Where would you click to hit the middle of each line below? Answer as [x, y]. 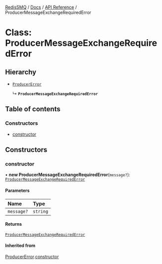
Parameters [17, 190]
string [41, 211]
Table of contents [33, 109]
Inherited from [20, 246]
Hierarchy [21, 72]
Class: [19, 33]
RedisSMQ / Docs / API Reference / [41, 7]
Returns [14, 224]
